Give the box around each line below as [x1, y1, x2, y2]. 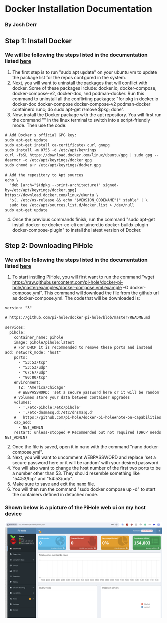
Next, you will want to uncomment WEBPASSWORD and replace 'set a [12, 454, 156, 460]
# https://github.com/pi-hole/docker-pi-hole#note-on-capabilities [14, 415, 162, 420]
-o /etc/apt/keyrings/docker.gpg [23, 157, 92, 163]
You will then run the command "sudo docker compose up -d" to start [12, 486, 156, 492]
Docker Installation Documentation [5, 3, 153, 15]
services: [5, 325, 26, 330]
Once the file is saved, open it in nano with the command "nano [12, 444, 143, 450]
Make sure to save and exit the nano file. [12, 481, 95, 487]
